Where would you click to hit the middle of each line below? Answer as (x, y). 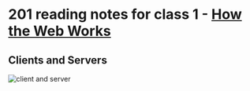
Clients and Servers (58, 60)
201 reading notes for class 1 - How (125, 15)
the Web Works (60, 31)
